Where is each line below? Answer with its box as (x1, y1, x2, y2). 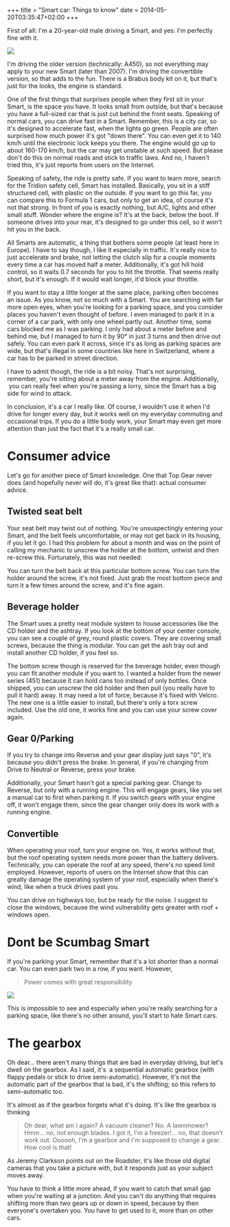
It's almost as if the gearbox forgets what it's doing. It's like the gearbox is (7, 1101, 217, 1109)
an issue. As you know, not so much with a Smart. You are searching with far (7, 295, 224, 304)
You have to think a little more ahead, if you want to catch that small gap (7, 1184, 211, 1193)
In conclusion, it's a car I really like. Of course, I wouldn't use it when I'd (7, 403, 210, 411)
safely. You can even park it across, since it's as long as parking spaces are (7, 339, 221, 348)
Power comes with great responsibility (23, 978, 133, 987)
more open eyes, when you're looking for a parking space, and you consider (7, 303, 223, 311)
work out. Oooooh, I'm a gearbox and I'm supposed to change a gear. (23, 1136, 221, 1145)
